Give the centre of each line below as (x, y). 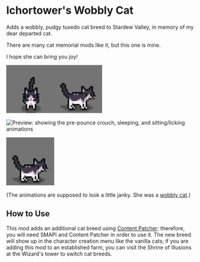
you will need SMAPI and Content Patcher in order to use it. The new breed (99, 234)
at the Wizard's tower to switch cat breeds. (59, 254)
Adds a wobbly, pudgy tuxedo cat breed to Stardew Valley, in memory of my (100, 27)
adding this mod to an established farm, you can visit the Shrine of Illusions (99, 247)
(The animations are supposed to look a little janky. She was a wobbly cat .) (99, 195)
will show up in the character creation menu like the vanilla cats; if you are (97, 241)
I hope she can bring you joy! (42, 56)
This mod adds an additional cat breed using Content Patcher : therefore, (96, 228)
